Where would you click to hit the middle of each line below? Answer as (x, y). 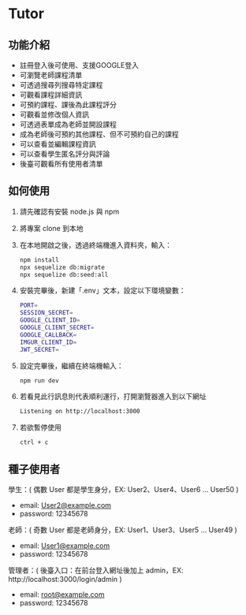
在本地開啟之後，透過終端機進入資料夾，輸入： (95, 244)
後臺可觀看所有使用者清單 (61, 164)
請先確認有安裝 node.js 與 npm (69, 211)
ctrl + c (34, 442)
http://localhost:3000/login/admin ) (65, 579)
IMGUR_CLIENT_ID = (48, 342)
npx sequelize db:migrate (62, 267)
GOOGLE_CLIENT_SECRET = (57, 328)
